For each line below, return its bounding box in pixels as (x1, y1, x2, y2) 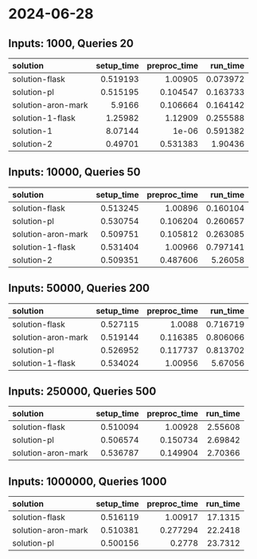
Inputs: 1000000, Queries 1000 (8, 474, 167, 488)
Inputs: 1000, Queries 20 (8, 37, 134, 50)
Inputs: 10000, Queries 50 (8, 165, 141, 179)
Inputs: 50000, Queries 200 (8, 281, 150, 295)
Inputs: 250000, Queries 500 (8, 384, 157, 399)
